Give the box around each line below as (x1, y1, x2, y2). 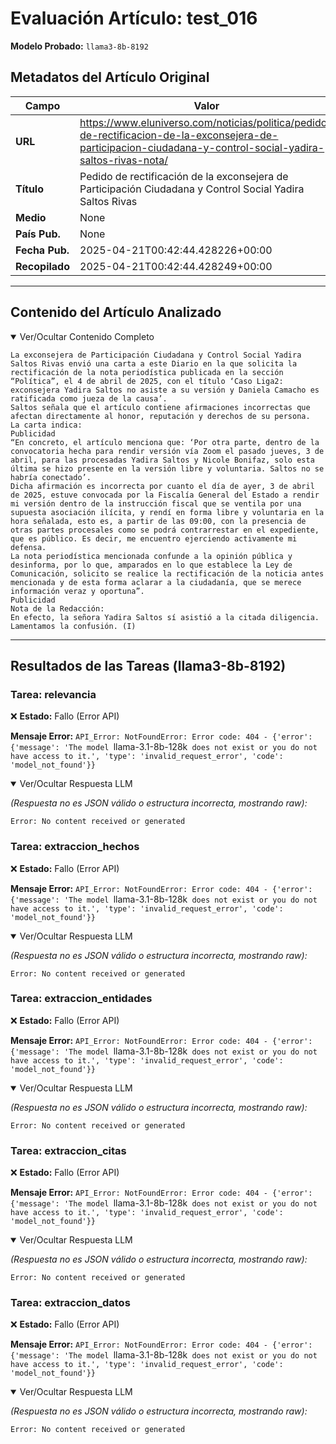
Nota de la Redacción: (10, 603, 105, 614)
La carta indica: (10, 420, 83, 430)
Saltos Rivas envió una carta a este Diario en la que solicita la (10, 358, 298, 369)
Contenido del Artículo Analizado (10, 304, 222, 321)
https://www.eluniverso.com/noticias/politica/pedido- (79, 115, 334, 129)
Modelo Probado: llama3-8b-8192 (10, 40, 149, 52)
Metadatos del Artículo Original (10, 69, 210, 86)
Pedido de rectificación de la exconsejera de (79, 169, 289, 183)
